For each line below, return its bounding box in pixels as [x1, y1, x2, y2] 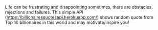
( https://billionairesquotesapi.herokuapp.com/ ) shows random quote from [5, 15, 153, 20]
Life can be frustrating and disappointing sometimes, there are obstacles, [5, 4, 153, 10]
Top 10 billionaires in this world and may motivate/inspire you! [5, 19, 129, 25]
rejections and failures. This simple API [5, 9, 84, 15]
